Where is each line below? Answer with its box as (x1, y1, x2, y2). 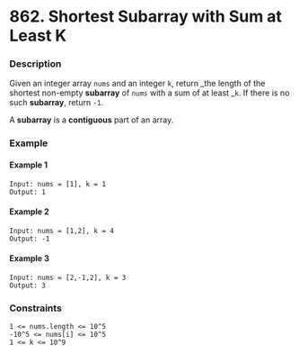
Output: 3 (9, 281, 47, 290)
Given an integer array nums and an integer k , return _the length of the (9, 78, 266, 89)
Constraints (9, 302, 63, 314)
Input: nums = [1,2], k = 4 (9, 226, 115, 235)
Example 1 (9, 159, 48, 170)
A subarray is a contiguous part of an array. (9, 114, 174, 125)
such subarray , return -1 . (9, 97, 104, 108)
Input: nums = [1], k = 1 (9, 179, 106, 188)
